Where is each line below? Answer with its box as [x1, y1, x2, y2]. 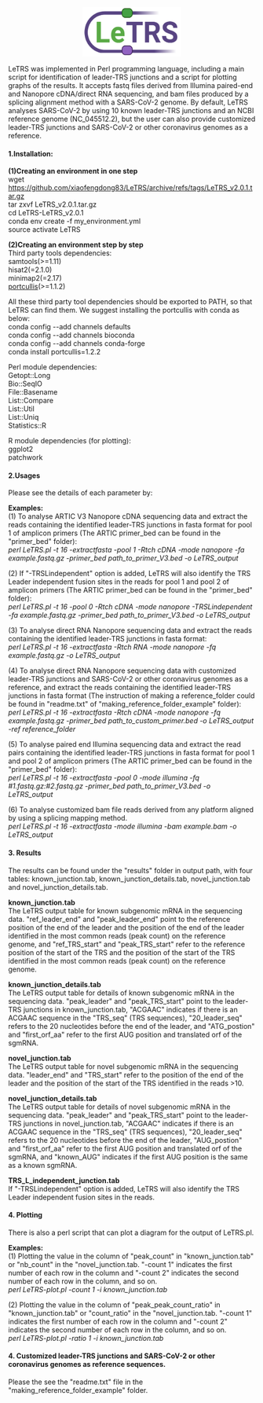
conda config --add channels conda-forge [8, 339, 145, 348]
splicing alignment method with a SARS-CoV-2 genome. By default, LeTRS [8, 97, 249, 107]
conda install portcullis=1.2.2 [8, 347, 101, 357]
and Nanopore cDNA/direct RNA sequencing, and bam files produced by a [8, 90, 249, 98]
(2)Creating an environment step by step [8, 240, 144, 250]
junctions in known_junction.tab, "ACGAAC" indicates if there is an [23, 1005, 238, 1014]
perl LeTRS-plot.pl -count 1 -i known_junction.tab [8, 1284, 167, 1294]
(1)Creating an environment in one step [8, 167, 138, 176]
